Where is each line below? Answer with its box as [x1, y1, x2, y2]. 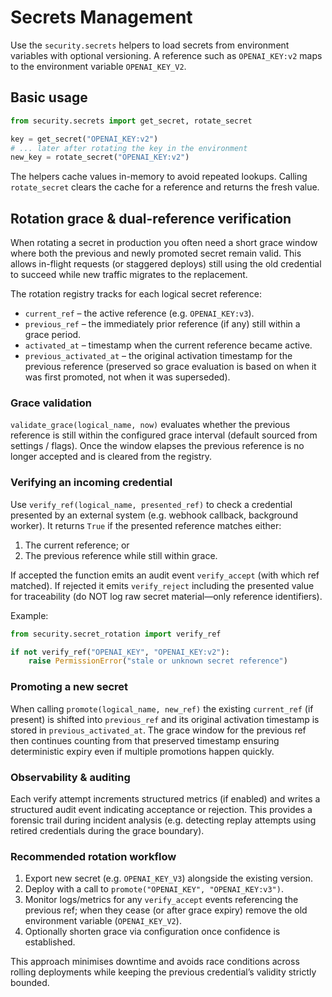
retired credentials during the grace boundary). [10, 824, 205, 836]
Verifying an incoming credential [10, 476, 173, 490]
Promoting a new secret [10, 680, 129, 694]
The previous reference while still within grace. [24, 549, 218, 561]
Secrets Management [10, 6, 193, 29]
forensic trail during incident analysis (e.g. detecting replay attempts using [10, 814, 317, 826]
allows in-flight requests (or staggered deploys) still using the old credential [10, 258, 322, 270]
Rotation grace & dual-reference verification [10, 210, 292, 227]
